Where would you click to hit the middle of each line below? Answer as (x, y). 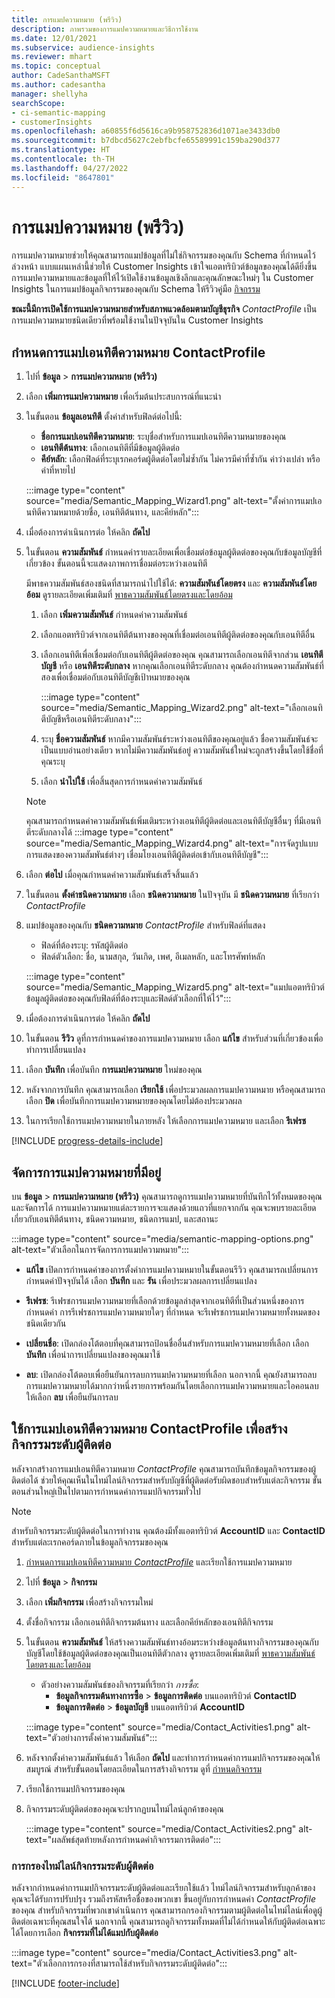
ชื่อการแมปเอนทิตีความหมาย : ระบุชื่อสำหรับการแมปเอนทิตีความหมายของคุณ (163, 437)
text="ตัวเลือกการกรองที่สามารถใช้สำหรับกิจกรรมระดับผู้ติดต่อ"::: (119, 1963)
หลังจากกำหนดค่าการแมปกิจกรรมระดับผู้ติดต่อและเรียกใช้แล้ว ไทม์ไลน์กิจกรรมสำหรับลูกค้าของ (163, 1888)
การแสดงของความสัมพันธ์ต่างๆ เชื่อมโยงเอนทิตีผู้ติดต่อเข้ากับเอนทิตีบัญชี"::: (147, 855)
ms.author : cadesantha (58, 85)
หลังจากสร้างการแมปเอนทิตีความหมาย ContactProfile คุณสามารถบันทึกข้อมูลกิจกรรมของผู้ (163, 1468)
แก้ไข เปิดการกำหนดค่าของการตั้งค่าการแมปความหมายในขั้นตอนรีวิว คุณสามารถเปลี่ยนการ (172, 1270)
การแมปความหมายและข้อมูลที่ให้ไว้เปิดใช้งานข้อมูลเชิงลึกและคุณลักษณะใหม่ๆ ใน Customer (162, 278)
